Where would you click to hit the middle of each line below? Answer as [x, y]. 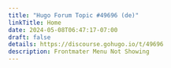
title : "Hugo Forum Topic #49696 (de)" [74, 15]
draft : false [30, 37]
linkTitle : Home [35, 23]
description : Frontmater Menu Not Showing [79, 52]
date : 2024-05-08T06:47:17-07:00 [63, 30]
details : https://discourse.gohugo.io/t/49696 [86, 45]
